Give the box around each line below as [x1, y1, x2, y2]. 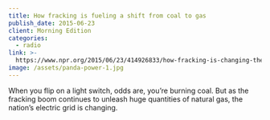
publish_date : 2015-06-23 [8, 19, 95, 27]
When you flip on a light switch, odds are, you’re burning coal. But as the [8, 86, 249, 95]
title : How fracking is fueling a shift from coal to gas [8, 11, 207, 20]
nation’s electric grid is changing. [8, 102, 118, 112]
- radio [15, 42, 42, 50]
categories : [8, 34, 48, 42]
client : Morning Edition [8, 26, 92, 34]
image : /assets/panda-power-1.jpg [8, 64, 125, 72]
